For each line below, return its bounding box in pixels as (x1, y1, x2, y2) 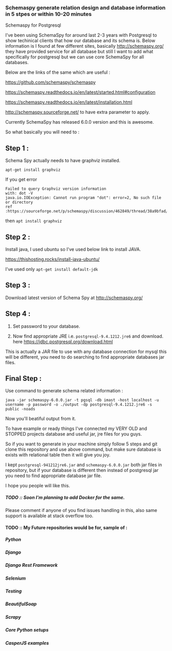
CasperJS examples (5, 640, 49, 646)
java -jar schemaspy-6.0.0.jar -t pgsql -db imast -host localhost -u (5, 398, 159, 403)
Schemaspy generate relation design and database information (5, 4, 166, 11)
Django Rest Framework (5, 562, 58, 568)
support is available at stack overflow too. (5, 512, 94, 519)
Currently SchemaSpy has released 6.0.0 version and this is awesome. (5, 119, 154, 125)
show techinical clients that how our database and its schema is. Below (5, 37, 156, 44)
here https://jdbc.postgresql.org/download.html (12, 338, 113, 345)
